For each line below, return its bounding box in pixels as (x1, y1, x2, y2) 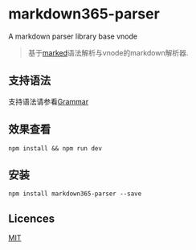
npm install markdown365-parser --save (8, 190, 142, 198)
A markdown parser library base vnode (8, 31, 138, 41)
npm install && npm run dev (8, 144, 103, 153)
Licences (8, 211, 55, 225)
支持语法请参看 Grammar (8, 96, 89, 106)
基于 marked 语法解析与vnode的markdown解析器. (27, 47, 189, 57)
